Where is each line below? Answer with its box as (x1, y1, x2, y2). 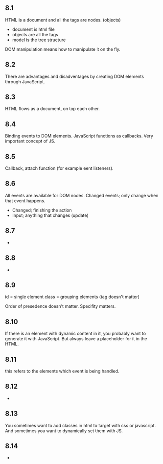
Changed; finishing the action (12, 207, 72, 213)
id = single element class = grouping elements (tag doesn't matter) (5, 294, 140, 300)
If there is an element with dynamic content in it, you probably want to (5, 330, 146, 337)
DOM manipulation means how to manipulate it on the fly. (5, 46, 121, 52)
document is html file (12, 26, 55, 32)
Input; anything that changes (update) (12, 212, 89, 218)
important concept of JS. (5, 138, 55, 144)
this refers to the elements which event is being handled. (5, 368, 119, 374)
